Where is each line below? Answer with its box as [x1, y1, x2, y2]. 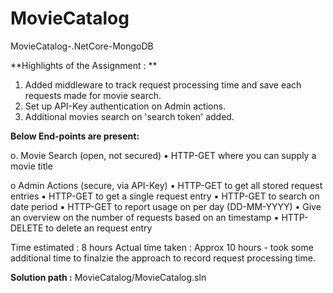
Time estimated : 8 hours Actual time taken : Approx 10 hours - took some [10, 241, 314, 253]
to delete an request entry [45, 222, 153, 234]
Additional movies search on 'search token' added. [24, 110, 235, 122]
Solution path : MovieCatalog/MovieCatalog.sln [10, 271, 207, 283]
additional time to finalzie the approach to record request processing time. [10, 252, 316, 264]
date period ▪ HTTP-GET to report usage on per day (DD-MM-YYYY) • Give [10, 200, 322, 212]
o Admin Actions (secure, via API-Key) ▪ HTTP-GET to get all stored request [10, 179, 323, 191]
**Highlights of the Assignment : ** [10, 59, 158, 71]
